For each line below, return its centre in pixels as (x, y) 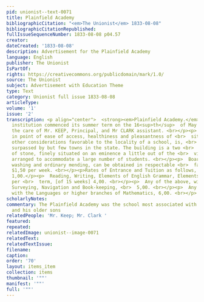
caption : (17, 255)
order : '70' (21, 261)
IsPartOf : (19, 68)
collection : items (29, 272)
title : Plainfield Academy (40, 18)
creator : (17, 40)
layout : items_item (31, 267)
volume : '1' (21, 108)
